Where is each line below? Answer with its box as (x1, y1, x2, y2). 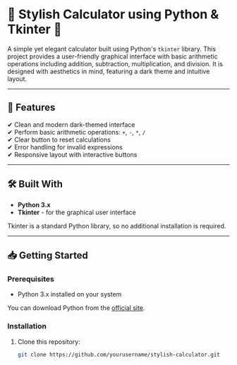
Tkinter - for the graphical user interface (17, 208, 136, 216)
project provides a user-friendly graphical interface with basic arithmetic (7, 52, 218, 61)
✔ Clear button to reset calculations (7, 135, 111, 144)
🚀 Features (7, 101, 56, 113)
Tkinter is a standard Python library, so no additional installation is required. (7, 221, 226, 230)
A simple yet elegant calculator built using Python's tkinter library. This (7, 44, 217, 53)
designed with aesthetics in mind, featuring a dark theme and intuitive (7, 67, 210, 75)
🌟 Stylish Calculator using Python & (7, 6, 219, 23)
